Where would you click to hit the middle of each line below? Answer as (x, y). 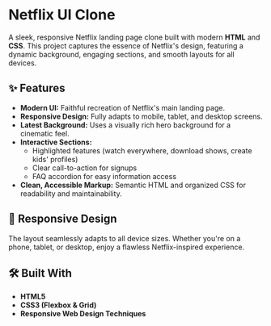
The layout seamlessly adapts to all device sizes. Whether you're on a (125, 238)
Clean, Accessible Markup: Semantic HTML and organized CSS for (133, 185)
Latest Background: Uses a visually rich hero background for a (125, 125)
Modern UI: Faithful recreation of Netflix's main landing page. (122, 107)
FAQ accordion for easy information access (104, 176)
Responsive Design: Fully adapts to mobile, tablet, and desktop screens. (141, 116)
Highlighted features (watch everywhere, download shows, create (142, 150)
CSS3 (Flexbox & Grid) (58, 305)
